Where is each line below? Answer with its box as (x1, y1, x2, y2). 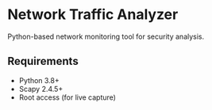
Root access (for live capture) (18, 93, 117, 102)
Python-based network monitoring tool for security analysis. (7, 32, 205, 41)
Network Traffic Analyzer (7, 6, 179, 24)
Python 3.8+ (18, 75, 60, 85)
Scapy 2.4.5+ (18, 84, 64, 93)
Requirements (7, 55, 79, 68)
